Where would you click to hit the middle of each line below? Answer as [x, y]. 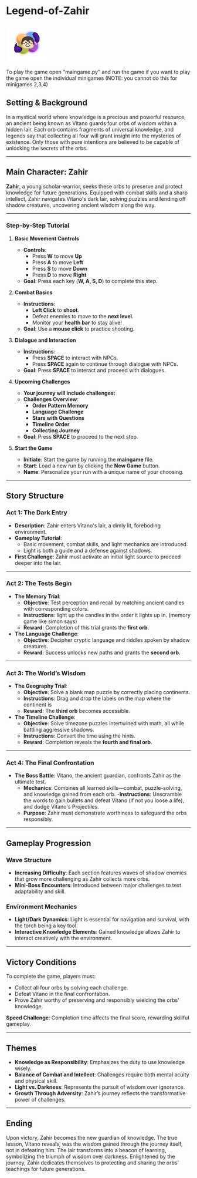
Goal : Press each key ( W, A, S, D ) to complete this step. [91, 281]
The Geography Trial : [41, 686]
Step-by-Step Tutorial [38, 225]
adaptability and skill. [40, 891]
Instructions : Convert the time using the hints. [79, 736]
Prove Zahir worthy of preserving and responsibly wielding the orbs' [97, 1000]
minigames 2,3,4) [27, 84]
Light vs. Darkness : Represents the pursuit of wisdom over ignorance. [100, 1087]
